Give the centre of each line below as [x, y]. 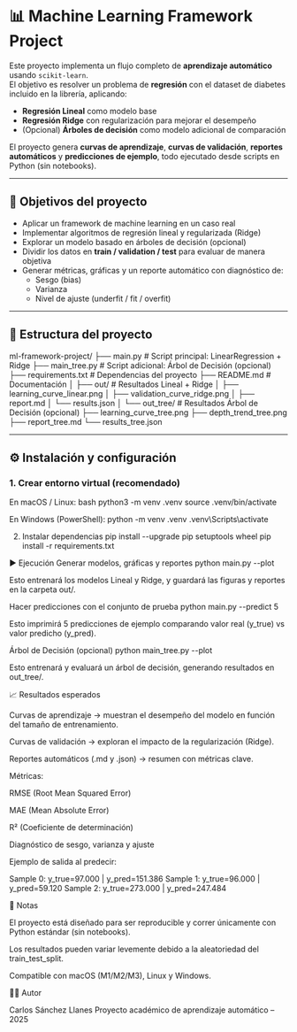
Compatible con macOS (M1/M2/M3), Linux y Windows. [110, 976]
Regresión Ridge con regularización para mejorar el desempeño [139, 120]
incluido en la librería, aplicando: [68, 94]
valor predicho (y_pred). [53, 634]
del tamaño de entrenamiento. [64, 725]
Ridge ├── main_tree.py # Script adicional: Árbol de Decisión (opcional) [140, 365]
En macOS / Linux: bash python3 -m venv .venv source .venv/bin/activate [143, 502]
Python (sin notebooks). [53, 166]
